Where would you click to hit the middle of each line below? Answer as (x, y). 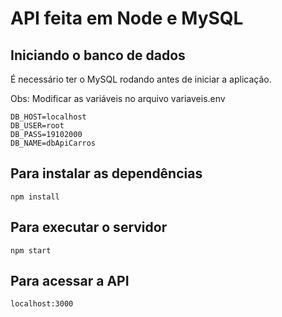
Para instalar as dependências (106, 173)
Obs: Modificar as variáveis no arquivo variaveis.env (118, 98)
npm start (31, 250)
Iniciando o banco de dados (98, 55)
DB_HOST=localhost (48, 117)
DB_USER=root (37, 126)
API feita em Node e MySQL (127, 18)
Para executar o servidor (89, 227)
